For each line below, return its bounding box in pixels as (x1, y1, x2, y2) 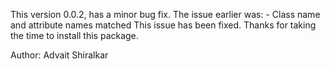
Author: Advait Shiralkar (10, 49, 109, 61)
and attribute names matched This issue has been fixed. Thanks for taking (10, 19, 317, 31)
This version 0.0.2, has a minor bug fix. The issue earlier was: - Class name (10, 9, 321, 20)
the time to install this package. (10, 30, 139, 41)
